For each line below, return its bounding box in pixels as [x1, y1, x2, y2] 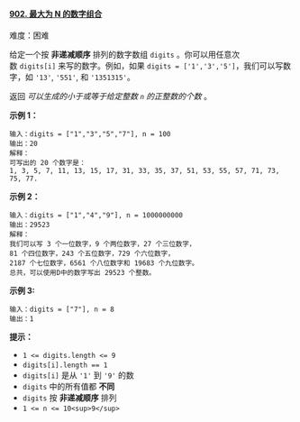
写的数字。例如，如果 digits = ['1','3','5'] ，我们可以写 [66, 60, 284, 71]
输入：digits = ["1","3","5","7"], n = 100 [9, 130, 171, 139]
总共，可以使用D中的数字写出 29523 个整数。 [9, 269, 156, 278]
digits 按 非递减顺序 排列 [22, 392, 117, 403]
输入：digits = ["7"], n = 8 [9, 305, 115, 315]
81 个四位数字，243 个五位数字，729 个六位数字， [9, 249, 175, 259]
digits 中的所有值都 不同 [22, 381, 115, 392]
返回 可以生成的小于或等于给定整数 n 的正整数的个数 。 [9, 91, 212, 102]
